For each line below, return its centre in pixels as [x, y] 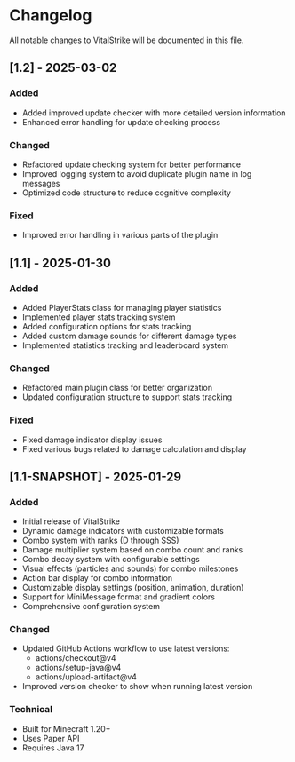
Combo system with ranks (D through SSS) [100, 540]
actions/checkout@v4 [76, 658]
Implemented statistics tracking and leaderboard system [125, 345]
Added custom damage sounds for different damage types [129, 336]
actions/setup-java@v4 [78, 668]
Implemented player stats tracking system [99, 317]
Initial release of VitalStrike [71, 521]
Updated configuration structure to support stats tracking [127, 397]
